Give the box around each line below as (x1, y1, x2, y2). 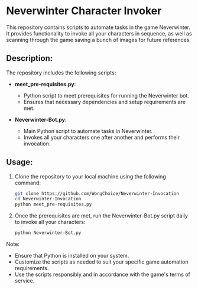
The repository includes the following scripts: (6, 69, 116, 76)
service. (14, 277, 35, 284)
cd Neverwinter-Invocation (14, 196, 82, 202)
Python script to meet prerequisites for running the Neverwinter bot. (23, 92, 189, 99)
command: (14, 179, 41, 186)
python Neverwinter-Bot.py (14, 230, 82, 236)
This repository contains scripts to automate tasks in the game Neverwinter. (6, 24, 191, 31)
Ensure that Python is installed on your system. (14, 252, 129, 259)
